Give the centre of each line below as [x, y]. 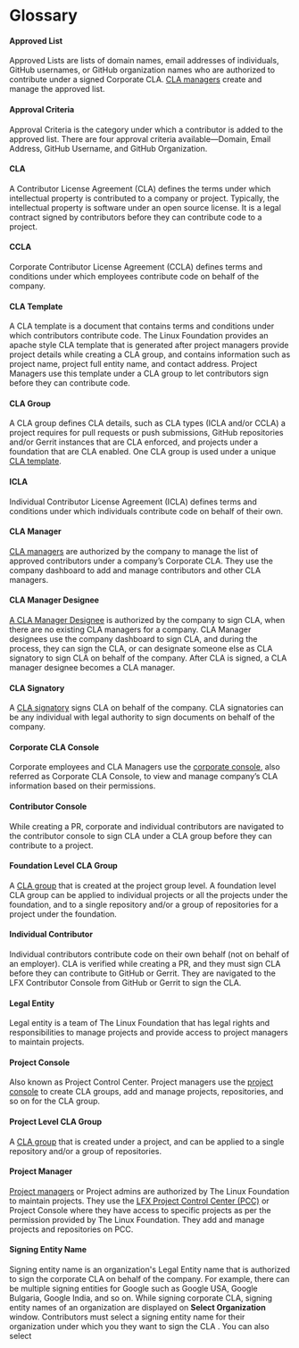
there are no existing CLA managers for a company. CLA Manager [130, 629]
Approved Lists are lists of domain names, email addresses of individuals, [144, 61]
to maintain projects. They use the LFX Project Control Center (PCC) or [139, 1201]
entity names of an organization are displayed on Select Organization [137, 1308]
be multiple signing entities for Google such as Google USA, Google [133, 1289]
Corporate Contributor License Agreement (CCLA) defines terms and [136, 267]
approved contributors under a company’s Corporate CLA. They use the [141, 561]
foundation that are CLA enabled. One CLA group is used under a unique [143, 452]
